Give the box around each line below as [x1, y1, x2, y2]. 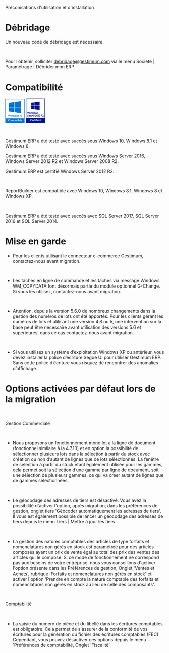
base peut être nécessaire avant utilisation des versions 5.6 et [12, 324, 141, 330]
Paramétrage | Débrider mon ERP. [5, 63, 76, 70]
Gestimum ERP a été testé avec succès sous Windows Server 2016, [5, 153, 145, 159]
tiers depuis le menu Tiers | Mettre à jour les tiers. [12, 518, 116, 524]
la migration [5, 394, 57, 405]
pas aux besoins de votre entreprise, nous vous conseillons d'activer [12, 559, 156, 566]
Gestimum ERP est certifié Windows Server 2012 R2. [5, 168, 115, 174]
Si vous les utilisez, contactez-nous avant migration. [12, 288, 121, 294]
